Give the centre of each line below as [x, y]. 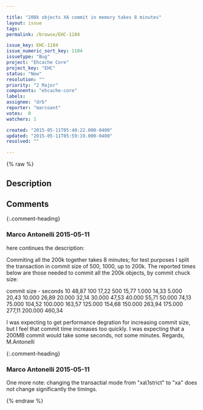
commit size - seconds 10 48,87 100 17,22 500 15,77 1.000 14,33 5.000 [94, 291]
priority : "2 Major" [33, 85]
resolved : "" [23, 142]
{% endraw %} [25, 401]
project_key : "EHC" [31, 68]
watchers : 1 [21, 119]
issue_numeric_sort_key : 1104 [45, 51]
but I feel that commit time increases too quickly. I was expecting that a [95, 329]
